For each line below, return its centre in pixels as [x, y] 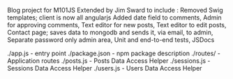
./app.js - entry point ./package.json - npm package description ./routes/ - [114, 53]
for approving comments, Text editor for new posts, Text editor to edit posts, [117, 25]
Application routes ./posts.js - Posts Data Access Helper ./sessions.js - [109, 61]
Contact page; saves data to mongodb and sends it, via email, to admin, [110, 32]
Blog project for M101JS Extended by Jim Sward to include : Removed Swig [115, 10]
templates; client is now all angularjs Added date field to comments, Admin [114, 17]
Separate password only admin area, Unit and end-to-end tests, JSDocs [111, 40]
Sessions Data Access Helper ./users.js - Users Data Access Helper [105, 68]
